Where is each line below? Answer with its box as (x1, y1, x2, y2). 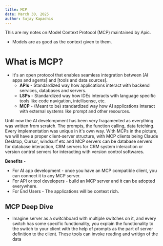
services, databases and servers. (19, 88, 86, 94)
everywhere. (12, 183, 38, 189)
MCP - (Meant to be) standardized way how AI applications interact (19, 103, 155, 109)
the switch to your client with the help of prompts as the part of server (12, 226, 154, 232)
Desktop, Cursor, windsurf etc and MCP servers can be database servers (5, 138, 153, 144)
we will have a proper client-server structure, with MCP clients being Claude (5, 133, 159, 139)
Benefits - (5, 158, 26, 164)
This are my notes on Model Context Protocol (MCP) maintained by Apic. (5, 30, 151, 36)
